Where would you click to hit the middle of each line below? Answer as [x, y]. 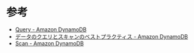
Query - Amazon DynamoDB [51, 29]
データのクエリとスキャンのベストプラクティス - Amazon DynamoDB [102, 36]
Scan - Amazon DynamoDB [49, 43]
